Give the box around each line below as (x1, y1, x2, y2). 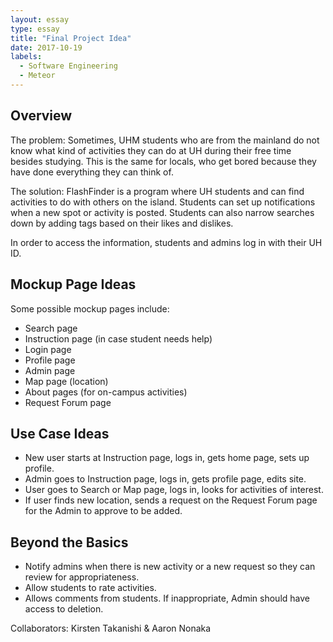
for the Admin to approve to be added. (24, 505, 183, 517)
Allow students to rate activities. (24, 582, 157, 594)
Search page (24, 322, 78, 334)
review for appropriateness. (24, 571, 140, 583)
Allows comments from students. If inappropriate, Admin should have (24, 592, 310, 605)
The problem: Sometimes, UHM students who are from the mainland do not (10, 134, 320, 146)
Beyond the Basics (10, 534, 129, 551)
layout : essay (10, 14, 70, 25)
